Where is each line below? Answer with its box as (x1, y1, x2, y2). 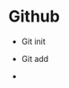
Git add (21, 53, 49, 64)
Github (8, 6, 60, 27)
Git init (21, 36, 46, 47)
